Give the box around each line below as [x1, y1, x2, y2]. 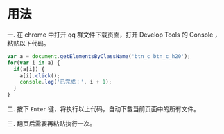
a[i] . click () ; [19, 72, 60, 79]
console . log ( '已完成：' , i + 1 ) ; [19, 79, 112, 86]
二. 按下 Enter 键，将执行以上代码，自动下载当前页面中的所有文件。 [7, 105, 200, 113]
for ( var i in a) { [7, 59, 60, 66]
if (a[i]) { [13, 66, 45, 73]
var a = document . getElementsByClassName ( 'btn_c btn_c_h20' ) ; [7, 52, 191, 59]
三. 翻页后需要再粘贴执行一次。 [7, 119, 96, 128]
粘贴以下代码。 [7, 39, 50, 47]
